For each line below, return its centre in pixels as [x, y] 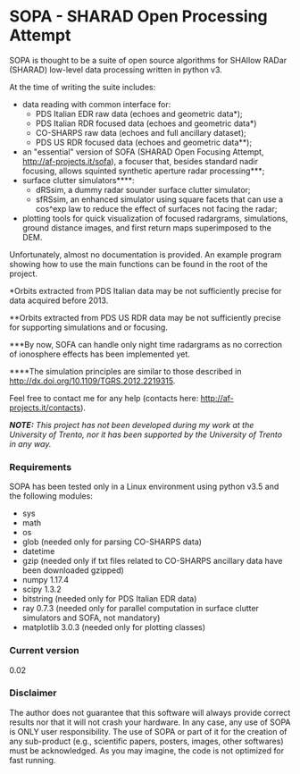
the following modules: [51, 496]
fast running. [33, 760]
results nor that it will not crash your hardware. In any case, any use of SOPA [150, 722]
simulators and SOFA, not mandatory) [91, 618]
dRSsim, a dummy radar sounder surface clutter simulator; [143, 189]
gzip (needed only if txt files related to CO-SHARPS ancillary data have [152, 561]
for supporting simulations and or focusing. [88, 327]
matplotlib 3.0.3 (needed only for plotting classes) [114, 627]
